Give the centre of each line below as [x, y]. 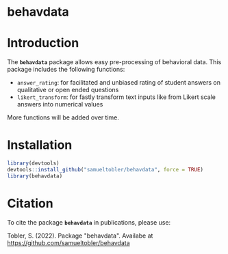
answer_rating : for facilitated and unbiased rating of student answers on [119, 83]
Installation [40, 145]
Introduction [43, 43]
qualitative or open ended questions [68, 90]
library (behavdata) [35, 176]
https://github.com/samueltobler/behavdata [68, 242]
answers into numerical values [60, 104]
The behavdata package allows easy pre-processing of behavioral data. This [114, 62]
